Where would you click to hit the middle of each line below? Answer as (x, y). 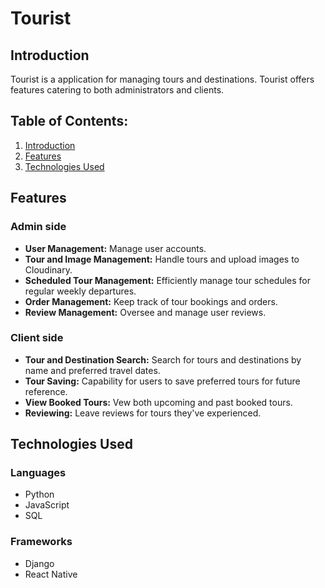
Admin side (38, 227)
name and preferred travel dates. (92, 370)
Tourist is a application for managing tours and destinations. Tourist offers (162, 79)
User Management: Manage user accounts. (115, 248)
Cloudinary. (48, 269)
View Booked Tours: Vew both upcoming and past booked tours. (158, 402)
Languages (38, 473)
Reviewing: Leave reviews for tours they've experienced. (143, 413)
